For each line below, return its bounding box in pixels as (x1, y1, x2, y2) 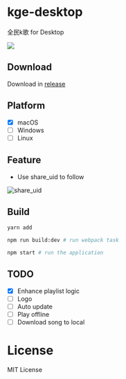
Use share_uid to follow (17, 172, 84, 181)
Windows (17, 126, 44, 134)
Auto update (17, 302, 53, 311)
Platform (7, 100, 46, 111)
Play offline (17, 311, 50, 318)
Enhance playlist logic (17, 286, 80, 295)
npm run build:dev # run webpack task (7, 237, 119, 244)
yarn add (7, 224, 33, 232)
